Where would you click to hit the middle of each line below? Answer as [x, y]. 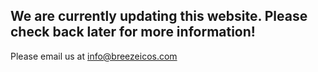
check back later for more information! [133, 32]
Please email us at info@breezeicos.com [94, 56]
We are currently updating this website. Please [159, 16]
